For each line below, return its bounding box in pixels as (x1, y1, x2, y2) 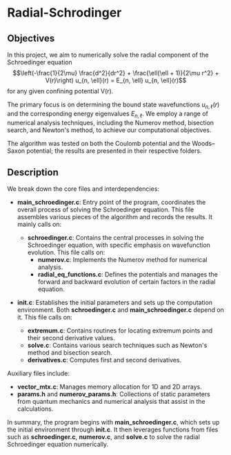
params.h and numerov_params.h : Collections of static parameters (17, 390, 210, 398)
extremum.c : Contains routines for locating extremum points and (27, 326, 213, 335)
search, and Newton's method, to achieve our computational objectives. (7, 126, 212, 134)
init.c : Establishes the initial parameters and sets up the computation (17, 299, 212, 307)
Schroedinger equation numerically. (7, 440, 109, 449)
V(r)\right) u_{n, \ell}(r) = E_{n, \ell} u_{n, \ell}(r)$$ (45, 76, 187, 84)
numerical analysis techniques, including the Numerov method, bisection (7, 118, 214, 127)
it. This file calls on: (17, 313, 72, 322)
